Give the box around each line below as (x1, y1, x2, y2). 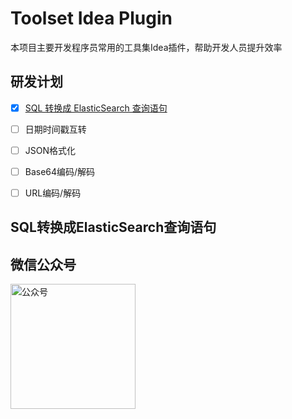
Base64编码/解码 (24, 165, 96, 177)
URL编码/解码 (24, 187, 82, 199)
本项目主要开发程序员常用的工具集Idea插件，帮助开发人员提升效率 (10, 41, 283, 53)
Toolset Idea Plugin (10, 7, 173, 30)
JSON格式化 (24, 144, 77, 156)
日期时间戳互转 (24, 123, 87, 135)
